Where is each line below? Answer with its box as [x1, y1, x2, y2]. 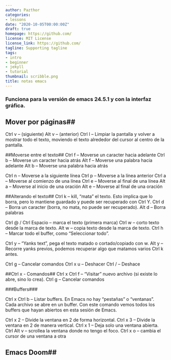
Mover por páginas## [5, 118, 76, 127]
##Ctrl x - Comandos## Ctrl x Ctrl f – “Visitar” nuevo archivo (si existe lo [5, 271, 158, 277]
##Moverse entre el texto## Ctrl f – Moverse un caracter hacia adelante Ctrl [5, 152, 165, 158]
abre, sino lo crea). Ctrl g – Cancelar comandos [5, 276, 105, 282]
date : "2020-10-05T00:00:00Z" [5, 21, 70, 27]
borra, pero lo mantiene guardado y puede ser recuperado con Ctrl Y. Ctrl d [5, 199, 164, 205]
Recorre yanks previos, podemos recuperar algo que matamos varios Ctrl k [5, 246, 163, 252]
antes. [5, 251, 19, 257]
